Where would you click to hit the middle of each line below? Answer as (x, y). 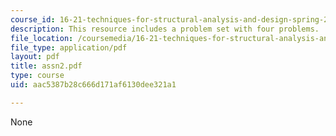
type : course (37, 76)
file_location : (42, 38)
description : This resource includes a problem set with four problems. (165, 29)
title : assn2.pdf (46, 66)
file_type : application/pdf (69, 47)
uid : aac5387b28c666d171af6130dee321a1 (93, 85)
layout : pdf (35, 57)
